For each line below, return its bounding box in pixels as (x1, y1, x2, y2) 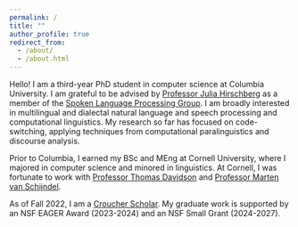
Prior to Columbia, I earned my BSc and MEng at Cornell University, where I (9, 153, 286, 163)
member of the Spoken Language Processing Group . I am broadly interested (9, 98, 290, 108)
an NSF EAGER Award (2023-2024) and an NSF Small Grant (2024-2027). (9, 208, 281, 218)
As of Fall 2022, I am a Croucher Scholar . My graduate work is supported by (9, 199, 289, 209)
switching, (9, 126, 47, 136)
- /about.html (17, 54, 70, 63)
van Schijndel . (9, 182, 62, 191)
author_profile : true (9, 29, 90, 38)
